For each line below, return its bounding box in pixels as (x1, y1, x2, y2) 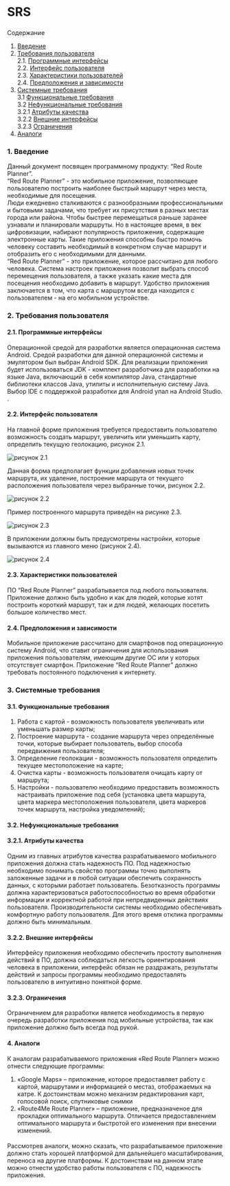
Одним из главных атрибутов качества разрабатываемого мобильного (7, 852, 217, 860)
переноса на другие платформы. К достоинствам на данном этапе (7, 1156, 204, 1165)
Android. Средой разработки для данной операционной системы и (7, 350, 204, 359)
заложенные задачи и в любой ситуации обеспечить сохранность (7, 874, 202, 882)
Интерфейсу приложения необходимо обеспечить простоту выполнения (7, 949, 222, 957)
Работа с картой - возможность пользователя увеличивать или (16, 717, 205, 726)
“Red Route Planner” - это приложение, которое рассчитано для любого (7, 257, 218, 265)
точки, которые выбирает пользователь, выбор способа (16, 739, 183, 748)
